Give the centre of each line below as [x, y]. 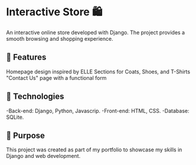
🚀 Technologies [35, 97]
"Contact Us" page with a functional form [56, 77]
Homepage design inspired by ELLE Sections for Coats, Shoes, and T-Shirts [98, 72]
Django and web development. [43, 156]
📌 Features [26, 57]
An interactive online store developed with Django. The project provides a [95, 32]
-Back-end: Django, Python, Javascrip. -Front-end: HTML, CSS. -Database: [98, 111]
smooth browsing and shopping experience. [60, 38]
